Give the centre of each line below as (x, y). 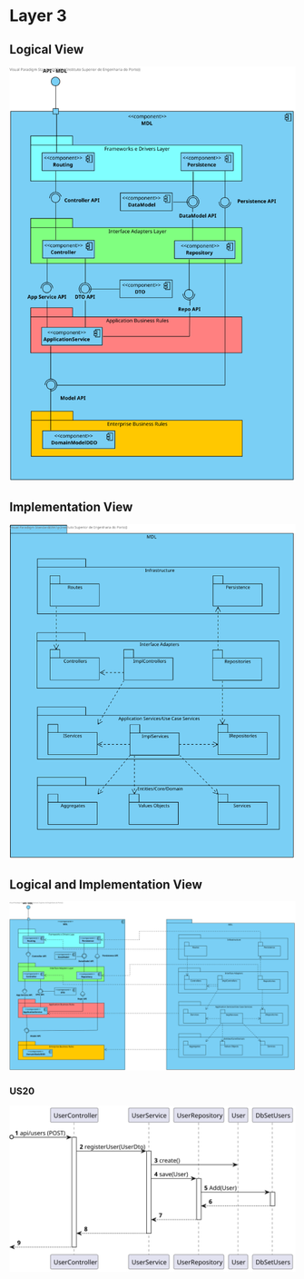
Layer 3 (38, 16)
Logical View (47, 50)
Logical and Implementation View (106, 885)
